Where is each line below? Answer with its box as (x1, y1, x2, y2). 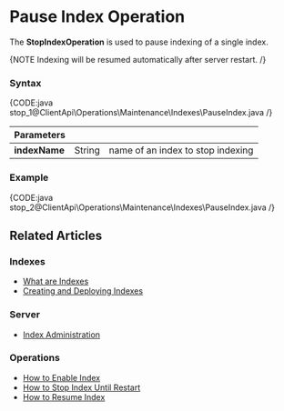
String (74, 144, 100, 156)
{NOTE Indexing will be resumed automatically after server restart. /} (9, 54, 267, 65)
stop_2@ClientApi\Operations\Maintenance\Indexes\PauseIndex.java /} (9, 202, 276, 213)
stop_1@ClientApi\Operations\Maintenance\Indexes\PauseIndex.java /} (9, 107, 273, 118)
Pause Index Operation (9, 6, 186, 27)
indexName (14, 144, 66, 156)
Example (9, 171, 49, 184)
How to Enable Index (22, 372, 101, 383)
